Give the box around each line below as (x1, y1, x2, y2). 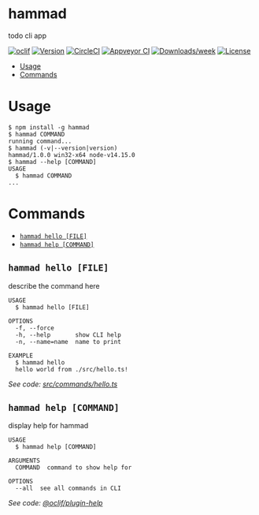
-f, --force (15, 324, 55, 332)
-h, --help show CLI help (15, 330, 122, 339)
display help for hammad (8, 421, 89, 431)
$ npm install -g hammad (8, 123, 90, 131)
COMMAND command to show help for (15, 464, 132, 472)
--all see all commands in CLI (15, 484, 122, 493)
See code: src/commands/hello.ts (8, 379, 118, 389)
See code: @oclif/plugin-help (8, 498, 103, 508)
